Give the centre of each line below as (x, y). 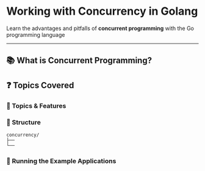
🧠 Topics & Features (36, 105)
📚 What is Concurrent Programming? (79, 60)
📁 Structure (23, 122)
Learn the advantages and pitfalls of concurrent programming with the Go (100, 28)
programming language (36, 34)
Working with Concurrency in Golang (102, 11)
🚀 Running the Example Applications (61, 161)
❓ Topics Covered (40, 85)
